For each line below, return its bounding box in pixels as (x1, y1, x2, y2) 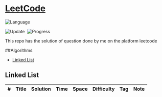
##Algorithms (5, 47, 33, 53)
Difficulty (92, 85, 115, 92)
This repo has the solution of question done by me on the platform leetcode (5, 38, 158, 44)
